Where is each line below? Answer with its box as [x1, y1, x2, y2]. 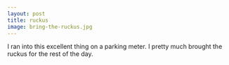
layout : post [7, 10, 46, 17]
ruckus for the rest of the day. [7, 50, 93, 58]
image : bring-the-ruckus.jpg [7, 23, 93, 30]
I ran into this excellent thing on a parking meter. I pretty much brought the [7, 43, 223, 51]
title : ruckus [7, 17, 49, 24]
